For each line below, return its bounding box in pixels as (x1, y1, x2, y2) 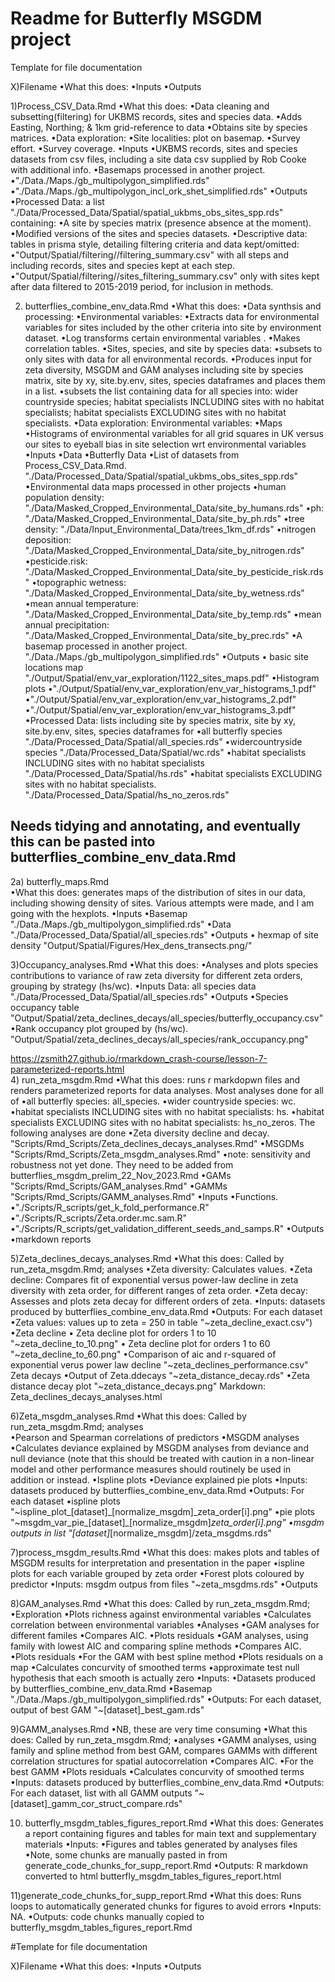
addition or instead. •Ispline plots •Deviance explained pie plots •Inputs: (10, 1473, 308, 1486)
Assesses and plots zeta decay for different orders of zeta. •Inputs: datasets (10, 1295, 326, 1307)
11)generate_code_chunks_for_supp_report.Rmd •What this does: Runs (10, 1889, 302, 1901)
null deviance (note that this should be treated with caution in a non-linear (10, 1452, 315, 1464)
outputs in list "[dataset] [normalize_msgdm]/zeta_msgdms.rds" (10, 1527, 273, 1539)
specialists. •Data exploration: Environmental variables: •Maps (24, 417, 283, 429)
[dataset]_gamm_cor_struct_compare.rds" (10, 1797, 183, 1809)
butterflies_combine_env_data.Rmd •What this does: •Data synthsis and (24, 300, 322, 312)
